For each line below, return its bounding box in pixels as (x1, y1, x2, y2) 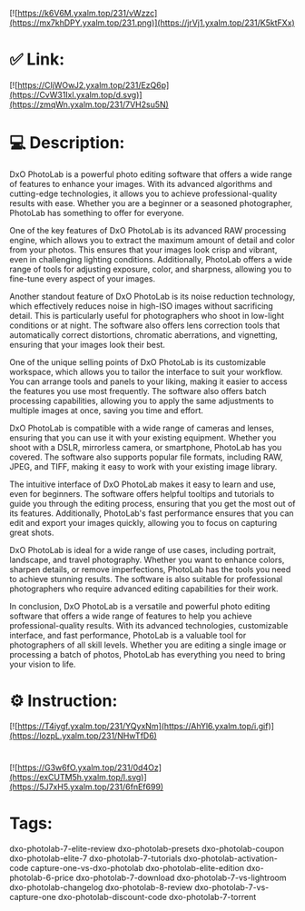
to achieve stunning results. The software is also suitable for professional (9, 573, 283, 584)
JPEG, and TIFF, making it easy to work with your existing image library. (9, 460, 278, 471)
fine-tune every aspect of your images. (9, 272, 156, 284)
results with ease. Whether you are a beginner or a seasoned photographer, (9, 197, 293, 208)
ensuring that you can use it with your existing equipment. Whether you (9, 431, 277, 443)
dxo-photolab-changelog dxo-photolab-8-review (9, 881, 193, 893)
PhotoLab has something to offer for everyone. (9, 207, 184, 218)
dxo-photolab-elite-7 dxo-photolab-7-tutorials (9, 853, 182, 864)
